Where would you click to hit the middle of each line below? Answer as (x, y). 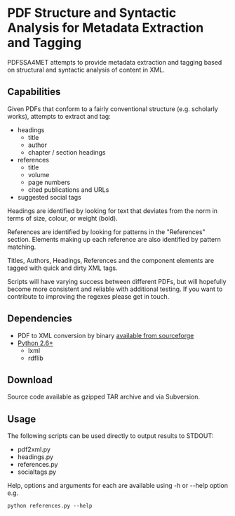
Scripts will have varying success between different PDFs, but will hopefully (117, 281)
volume (39, 174)
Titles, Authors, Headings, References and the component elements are (111, 260)
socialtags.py (37, 472)
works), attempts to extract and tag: (59, 116)
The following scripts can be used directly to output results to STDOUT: (110, 436)
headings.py (35, 457)
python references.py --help (50, 506)
